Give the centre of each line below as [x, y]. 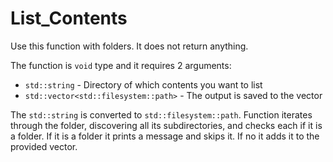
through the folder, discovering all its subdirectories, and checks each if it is [166, 125]
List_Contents [69, 18]
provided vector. [44, 146]
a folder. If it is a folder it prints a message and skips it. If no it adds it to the [165, 136]
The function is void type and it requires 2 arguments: [121, 65]
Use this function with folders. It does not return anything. [129, 46]
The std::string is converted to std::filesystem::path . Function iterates [161, 114]
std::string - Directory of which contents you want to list [143, 84]
